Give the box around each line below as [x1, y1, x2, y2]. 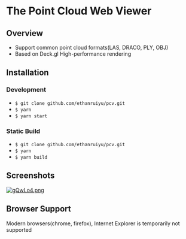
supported [6, 226, 32, 233]
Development [6, 86, 47, 94]
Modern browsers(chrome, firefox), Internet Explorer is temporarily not [6, 220, 181, 227]
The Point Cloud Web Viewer [6, 4, 152, 18]
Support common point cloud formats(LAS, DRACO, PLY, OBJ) [14, 44, 169, 51]
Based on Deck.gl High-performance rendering [14, 50, 132, 58]
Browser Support [6, 204, 72, 214]
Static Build [6, 127, 41, 135]
